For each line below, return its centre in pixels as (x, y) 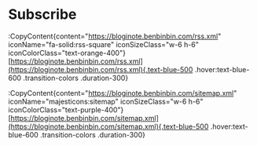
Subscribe (42, 15)
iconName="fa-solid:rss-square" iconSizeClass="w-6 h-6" (103, 44)
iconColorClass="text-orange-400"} (67, 53)
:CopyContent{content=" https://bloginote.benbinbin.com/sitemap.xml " (123, 93)
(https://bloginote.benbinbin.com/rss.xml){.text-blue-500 (101, 69)
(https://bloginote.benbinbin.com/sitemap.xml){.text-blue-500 (108, 126)
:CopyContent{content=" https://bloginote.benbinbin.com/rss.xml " (115, 36)
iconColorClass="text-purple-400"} (66, 109)
